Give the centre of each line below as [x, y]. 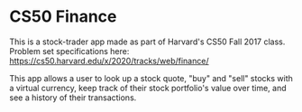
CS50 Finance [63, 17]
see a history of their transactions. [73, 98]
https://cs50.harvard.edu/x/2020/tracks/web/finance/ [109, 61]
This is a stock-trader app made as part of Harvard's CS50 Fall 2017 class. [147, 42]
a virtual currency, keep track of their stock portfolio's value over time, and [148, 88]
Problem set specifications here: [69, 51]
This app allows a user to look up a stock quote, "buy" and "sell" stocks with [151, 78]
